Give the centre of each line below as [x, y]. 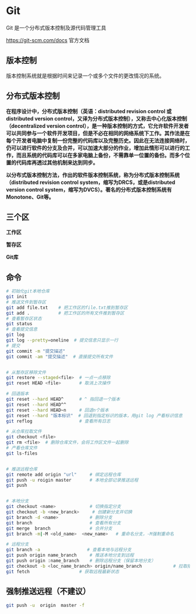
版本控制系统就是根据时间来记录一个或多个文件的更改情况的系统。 [85, 76]
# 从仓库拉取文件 [24, 432]
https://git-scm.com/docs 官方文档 [48, 40]
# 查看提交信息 [22, 329]
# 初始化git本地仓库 [28, 291]
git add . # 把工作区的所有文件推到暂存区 [65, 313]
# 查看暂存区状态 [24, 318]
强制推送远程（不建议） [48, 591]
